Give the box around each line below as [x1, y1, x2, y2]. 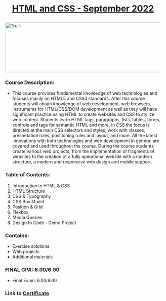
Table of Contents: [5, 171, 51, 178]
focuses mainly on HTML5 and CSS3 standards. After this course [12, 95, 145, 102]
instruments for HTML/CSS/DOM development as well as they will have [12, 106, 157, 112]
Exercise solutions [12, 243, 50, 249]
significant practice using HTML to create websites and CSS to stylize [12, 111, 155, 117]
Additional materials [12, 254, 53, 260]
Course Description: [5, 79, 55, 86]
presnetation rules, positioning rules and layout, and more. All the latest [12, 133, 158, 139]
